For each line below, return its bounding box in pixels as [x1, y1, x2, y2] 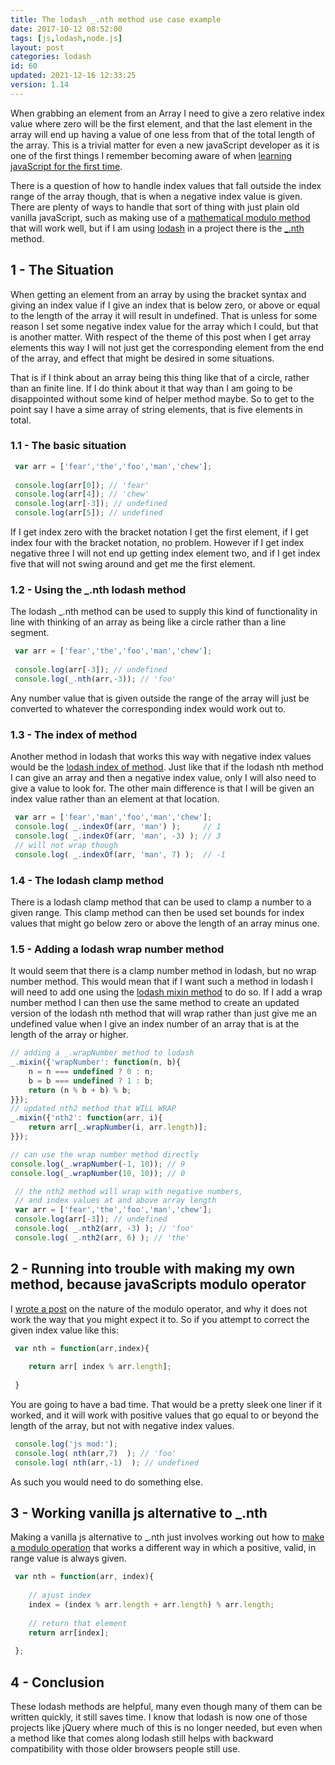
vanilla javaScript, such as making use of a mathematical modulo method [10, 211, 311, 223]
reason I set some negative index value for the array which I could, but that [10, 320, 319, 332]
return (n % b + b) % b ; [28, 1085, 132, 1095]
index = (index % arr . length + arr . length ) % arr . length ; [28, 1600, 275, 1610]
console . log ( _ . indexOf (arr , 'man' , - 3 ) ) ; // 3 [14, 831, 222, 841]
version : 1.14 [10, 80, 70, 90]
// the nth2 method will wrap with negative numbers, [14, 1186, 244, 1196]
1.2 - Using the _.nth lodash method [10, 583, 187, 597]
